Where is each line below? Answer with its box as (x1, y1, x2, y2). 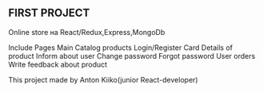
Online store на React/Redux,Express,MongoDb (8, 27, 165, 36)
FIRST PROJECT (8, 6, 90, 20)
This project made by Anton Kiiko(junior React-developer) (8, 75, 198, 84)
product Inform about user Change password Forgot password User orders (8, 51, 256, 60)
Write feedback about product (8, 59, 108, 69)
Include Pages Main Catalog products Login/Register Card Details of (8, 43, 233, 52)
